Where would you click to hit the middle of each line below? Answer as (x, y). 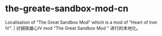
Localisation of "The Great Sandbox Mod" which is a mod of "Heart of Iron (81, 22)
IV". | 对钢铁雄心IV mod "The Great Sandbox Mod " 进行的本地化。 (73, 28)
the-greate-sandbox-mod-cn (67, 9)
